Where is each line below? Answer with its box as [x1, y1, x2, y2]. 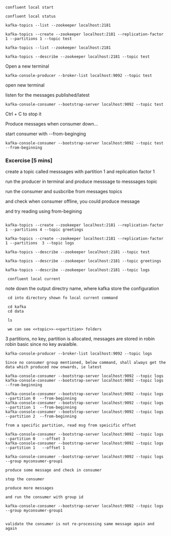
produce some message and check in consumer [5, 468, 102, 473]
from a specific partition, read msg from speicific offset [5, 423, 137, 428]
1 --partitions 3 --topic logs [5, 241, 74, 246]
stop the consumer [5, 477, 45, 482]
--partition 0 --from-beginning [5, 396, 77, 401]
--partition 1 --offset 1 [5, 445, 66, 450]
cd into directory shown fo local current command [7, 295, 118, 301]
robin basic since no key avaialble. [5, 341, 78, 347]
